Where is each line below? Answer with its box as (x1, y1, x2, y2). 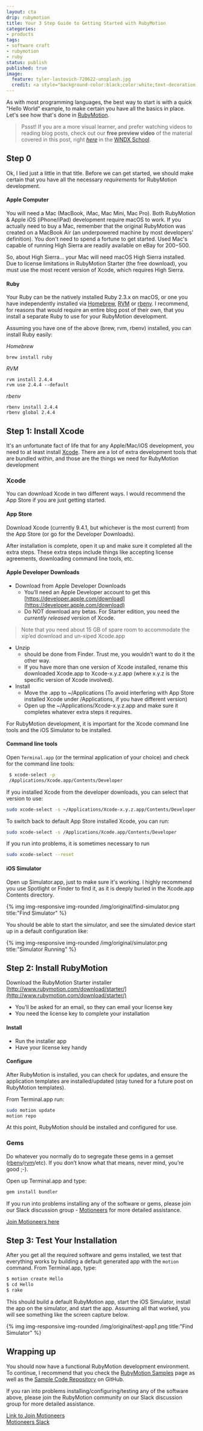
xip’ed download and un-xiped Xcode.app (21, 632, 126, 640)
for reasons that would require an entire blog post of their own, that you (6, 307, 184, 314)
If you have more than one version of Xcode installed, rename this (24, 663, 188, 670)
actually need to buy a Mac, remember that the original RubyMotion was (6, 222, 186, 230)
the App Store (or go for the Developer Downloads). (6, 530, 135, 537)
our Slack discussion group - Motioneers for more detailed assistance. (6, 1206, 182, 1213)
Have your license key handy (14, 1043, 88, 1051)
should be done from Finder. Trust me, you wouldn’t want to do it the (24, 651, 195, 658)
